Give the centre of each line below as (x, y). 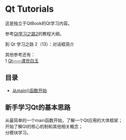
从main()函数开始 (29, 90)
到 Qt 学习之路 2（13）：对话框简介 (40, 44)
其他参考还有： (20, 55)
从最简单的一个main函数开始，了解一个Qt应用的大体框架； (64, 120)
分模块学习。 (18, 132)
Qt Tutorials (29, 9)
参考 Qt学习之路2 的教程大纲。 (35, 33)
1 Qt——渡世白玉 (22, 60)
